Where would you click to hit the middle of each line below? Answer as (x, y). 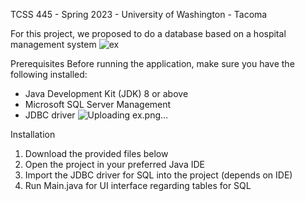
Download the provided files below (96, 153)
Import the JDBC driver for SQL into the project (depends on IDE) (158, 175)
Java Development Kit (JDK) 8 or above (106, 93)
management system (53, 44)
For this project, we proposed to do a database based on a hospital (148, 33)
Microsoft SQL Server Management (98, 104)
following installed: (49, 74)
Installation (33, 134)
